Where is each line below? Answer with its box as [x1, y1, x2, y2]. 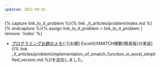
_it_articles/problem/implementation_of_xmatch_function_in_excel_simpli [11, 51, 156, 57]
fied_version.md [11, 56, 44, 63]
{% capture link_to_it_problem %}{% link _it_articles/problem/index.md [4, 20, 145, 26]
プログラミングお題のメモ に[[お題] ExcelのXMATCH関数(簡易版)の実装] [11, 40, 153, 46]
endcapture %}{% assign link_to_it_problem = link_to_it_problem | [11, 25, 143, 31]
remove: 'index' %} [4, 30, 43, 36]
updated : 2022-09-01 [4, 7, 46, 12]
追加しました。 [56, 56, 86, 63]
